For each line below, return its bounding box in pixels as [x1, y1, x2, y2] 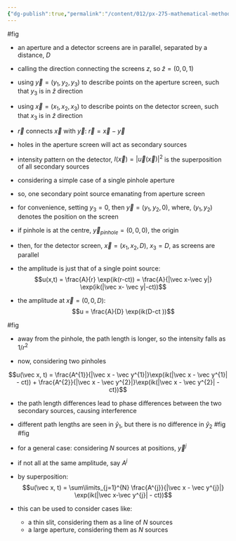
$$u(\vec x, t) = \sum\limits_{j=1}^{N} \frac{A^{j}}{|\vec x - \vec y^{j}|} [22, 483, 225, 492]
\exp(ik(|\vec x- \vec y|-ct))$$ [79, 282, 167, 291]
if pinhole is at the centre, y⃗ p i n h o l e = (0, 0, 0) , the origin [17, 226, 179, 236]
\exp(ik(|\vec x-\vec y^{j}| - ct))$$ [74, 490, 172, 499]
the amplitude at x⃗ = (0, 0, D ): [17, 296, 106, 304]
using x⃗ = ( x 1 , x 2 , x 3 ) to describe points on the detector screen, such [17, 103, 219, 112]
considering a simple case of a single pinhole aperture [17, 176, 175, 185]
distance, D [17, 51, 51, 59]
